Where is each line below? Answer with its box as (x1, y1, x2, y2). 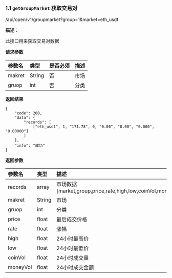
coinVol (8, 254, 26, 261)
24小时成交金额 (56, 264, 94, 271)
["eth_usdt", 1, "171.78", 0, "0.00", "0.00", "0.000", (32, 124, 155, 129)
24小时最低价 (56, 245, 89, 252)
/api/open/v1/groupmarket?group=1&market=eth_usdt (5, 16, 119, 23)
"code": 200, (14, 111, 42, 116)
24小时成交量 (56, 254, 89, 262)
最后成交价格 (56, 216, 88, 223)
